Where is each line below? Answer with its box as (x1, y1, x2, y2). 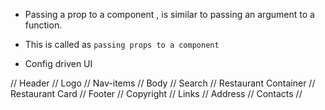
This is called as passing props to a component (24, 39, 220, 50)
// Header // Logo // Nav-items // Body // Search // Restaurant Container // (10, 77, 316, 89)
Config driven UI (24, 58, 93, 69)
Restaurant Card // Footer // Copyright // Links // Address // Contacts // (10, 88, 303, 99)
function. (24, 19, 63, 31)
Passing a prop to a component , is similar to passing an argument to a (24, 9, 315, 20)
